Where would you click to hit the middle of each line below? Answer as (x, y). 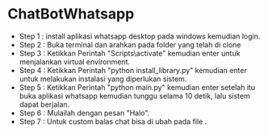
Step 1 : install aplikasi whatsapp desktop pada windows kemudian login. (140, 36)
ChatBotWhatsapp (71, 14)
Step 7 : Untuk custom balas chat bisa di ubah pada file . (113, 121)
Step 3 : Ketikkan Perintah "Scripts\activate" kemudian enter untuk (130, 53)
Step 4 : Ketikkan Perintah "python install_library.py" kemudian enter (133, 70)
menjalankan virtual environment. (75, 62)
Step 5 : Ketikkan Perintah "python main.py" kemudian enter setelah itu (137, 87)
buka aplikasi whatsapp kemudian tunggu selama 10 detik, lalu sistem (135, 95)
